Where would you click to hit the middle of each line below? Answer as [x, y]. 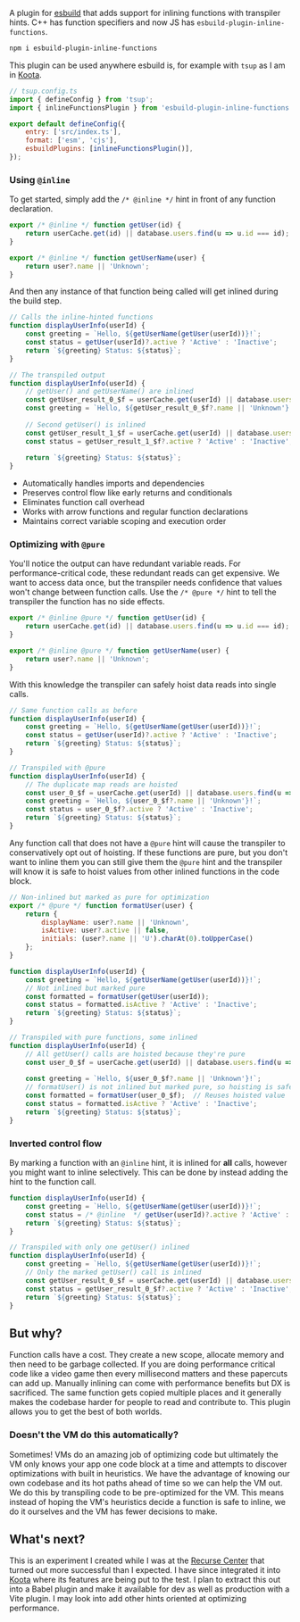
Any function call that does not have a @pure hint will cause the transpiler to [147, 843]
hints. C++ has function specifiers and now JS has [102, 22]
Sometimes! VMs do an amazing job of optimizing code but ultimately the [144, 1454]
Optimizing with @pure [57, 545]
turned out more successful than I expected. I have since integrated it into [145, 1570]
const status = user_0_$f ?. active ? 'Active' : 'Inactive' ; [139, 810]
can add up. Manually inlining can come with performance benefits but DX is [150, 1384]
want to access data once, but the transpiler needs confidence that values [146, 583]
